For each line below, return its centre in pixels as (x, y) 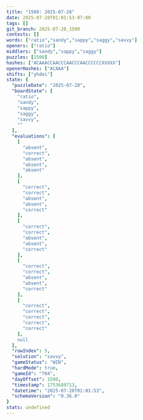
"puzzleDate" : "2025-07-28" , (49, 86)
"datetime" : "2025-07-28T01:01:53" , (58, 391)
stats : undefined (28, 408)
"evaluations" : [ (34, 136)
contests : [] (23, 35)
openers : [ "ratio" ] (31, 46)
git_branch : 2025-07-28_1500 (43, 29)
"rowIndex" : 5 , (31, 351)
